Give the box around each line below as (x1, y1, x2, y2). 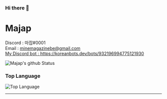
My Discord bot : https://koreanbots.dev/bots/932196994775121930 (5, 50, 144, 56)
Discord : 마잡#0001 (5, 40, 46, 46)
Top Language (5, 72, 41, 79)
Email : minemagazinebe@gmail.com (5, 45, 81, 51)
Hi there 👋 (5, 4, 30, 11)
